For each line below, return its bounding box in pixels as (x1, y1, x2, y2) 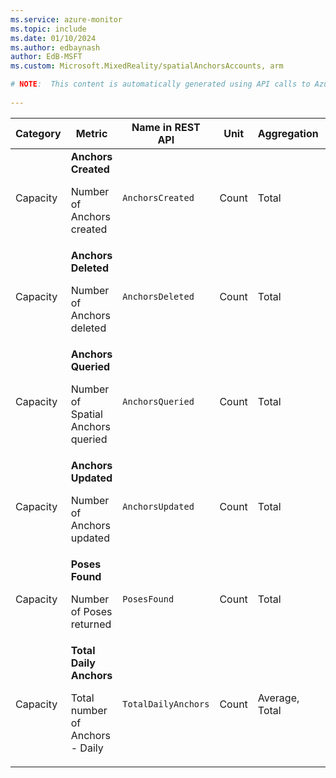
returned (70, 617, 112, 631)
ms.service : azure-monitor (10, 14, 123, 25)
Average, (257, 691, 300, 705)
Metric (75, 126, 108, 140)
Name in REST (131, 120, 201, 134)
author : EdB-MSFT (10, 52, 83, 62)
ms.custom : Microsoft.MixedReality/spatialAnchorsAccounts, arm (10, 61, 284, 71)
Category (15, 126, 62, 140)
